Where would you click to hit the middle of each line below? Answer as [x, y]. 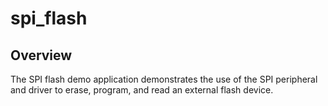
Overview [41, 55]
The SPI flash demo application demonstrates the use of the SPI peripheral [164, 79]
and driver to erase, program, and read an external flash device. [142, 90]
